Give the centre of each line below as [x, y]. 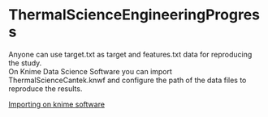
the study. [25, 63]
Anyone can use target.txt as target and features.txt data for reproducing [130, 54]
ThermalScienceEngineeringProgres [134, 15]
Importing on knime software [57, 104]
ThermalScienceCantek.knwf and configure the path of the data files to [128, 80]
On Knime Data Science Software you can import [91, 71]
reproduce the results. [45, 88]
